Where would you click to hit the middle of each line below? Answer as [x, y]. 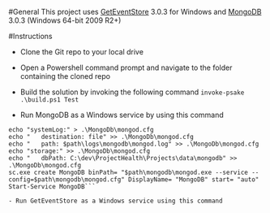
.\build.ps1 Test [49, 100]
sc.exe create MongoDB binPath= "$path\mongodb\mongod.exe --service [129, 172]
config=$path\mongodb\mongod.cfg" [67, 180]
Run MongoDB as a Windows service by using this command [122, 115]
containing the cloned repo [65, 76]
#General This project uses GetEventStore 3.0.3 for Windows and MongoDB [135, 12]
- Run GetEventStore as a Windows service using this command [116, 201]
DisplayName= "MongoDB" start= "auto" [194, 180]
